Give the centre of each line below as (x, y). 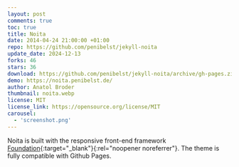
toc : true (22, 27)
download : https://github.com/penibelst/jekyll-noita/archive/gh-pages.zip (122, 74)
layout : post (27, 14)
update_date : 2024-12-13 (44, 54)
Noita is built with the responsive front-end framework (87, 141)
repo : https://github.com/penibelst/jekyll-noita (83, 47)
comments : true (30, 21)
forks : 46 (22, 61)
